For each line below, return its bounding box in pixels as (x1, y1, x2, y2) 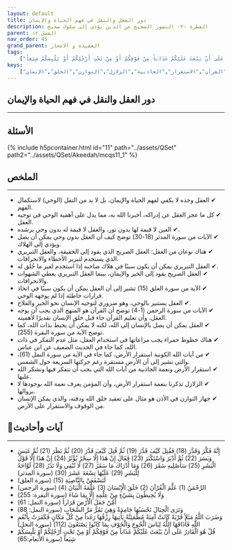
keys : (7, 62, 23, 68)
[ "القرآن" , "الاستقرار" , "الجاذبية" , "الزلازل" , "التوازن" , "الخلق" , (19, 68, 227, 75)
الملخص (7, 171, 38, 183)
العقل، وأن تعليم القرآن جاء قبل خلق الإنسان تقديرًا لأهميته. (17, 313, 167, 322)
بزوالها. (17, 387, 36, 395)
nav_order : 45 (7, 36, 48, 43)
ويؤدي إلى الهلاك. (17, 239, 62, 248)
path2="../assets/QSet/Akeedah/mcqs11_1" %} (7, 151, 138, 159)
